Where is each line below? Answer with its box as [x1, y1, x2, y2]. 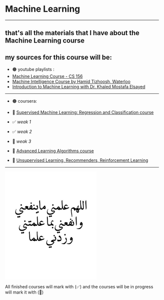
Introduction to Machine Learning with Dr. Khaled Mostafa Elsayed [12, 84, 145, 90]
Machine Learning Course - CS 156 [12, 73, 83, 79]
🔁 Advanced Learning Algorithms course [12, 148, 94, 154]
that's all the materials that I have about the [5, 29, 140, 37]
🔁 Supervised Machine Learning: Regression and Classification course [12, 109, 154, 115]
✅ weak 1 [12, 119, 31, 125]
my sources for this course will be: [5, 53, 112, 62]
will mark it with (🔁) [5, 289, 44, 295]
